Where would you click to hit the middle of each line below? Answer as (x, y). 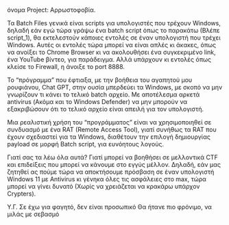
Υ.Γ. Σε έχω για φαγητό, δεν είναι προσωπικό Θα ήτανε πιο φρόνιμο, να (110, 207)
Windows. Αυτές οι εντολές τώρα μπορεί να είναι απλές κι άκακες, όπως (112, 45)
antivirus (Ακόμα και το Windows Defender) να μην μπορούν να (97, 102)
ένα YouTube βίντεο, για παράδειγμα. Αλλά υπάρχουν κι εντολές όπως (109, 59)
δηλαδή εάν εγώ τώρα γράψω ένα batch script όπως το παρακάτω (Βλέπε (113, 30)
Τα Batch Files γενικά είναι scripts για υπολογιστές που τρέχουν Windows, (114, 23)
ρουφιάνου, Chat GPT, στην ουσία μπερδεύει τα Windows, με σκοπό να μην (115, 87)
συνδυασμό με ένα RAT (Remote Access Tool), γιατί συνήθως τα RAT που (112, 130)
